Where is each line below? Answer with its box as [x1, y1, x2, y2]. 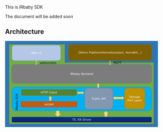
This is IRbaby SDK [5, 4, 43, 10]
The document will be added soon [5, 14, 74, 19]
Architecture [5, 28, 45, 36]
